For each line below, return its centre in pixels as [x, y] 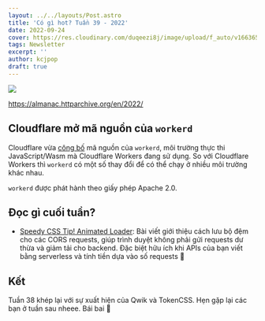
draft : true [28, 67]
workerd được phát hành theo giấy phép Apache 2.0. [93, 188]
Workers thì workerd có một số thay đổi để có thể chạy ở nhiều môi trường [128, 164]
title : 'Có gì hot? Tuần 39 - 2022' [68, 23]
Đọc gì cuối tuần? [52, 212]
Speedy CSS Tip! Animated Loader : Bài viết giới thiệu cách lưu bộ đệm [134, 231]
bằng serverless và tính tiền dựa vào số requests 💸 [102, 256]
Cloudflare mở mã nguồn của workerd [101, 129]
